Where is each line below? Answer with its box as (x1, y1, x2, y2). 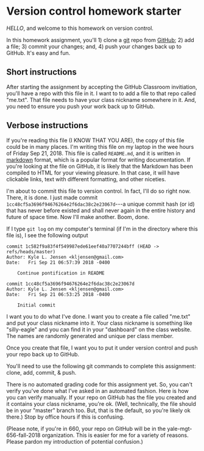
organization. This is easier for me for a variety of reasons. (41, 431, 189, 439)
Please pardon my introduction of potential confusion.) (6, 438, 143, 445)
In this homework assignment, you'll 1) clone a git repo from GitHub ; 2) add (6, 36, 194, 43)
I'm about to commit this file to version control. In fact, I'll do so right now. (6, 187, 191, 195)
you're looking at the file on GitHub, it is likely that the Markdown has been (6, 162, 194, 170)
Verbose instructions (6, 120, 88, 131)
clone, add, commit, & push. (6, 369, 77, 376)
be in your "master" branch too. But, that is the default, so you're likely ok (6, 406, 191, 414)
